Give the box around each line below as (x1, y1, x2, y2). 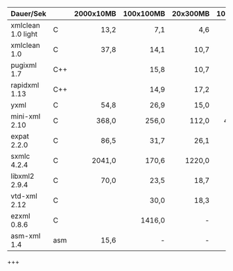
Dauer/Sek (10, 9, 46, 18)
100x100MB (123, 9, 165, 18)
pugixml (10, 60, 37, 70)
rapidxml (10, 80, 40, 89)
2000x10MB (74, 9, 116, 18)
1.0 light (10, 29, 38, 39)
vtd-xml (10, 191, 38, 200)
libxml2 (10, 171, 35, 181)
